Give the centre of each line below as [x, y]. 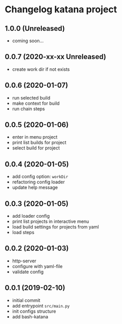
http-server [24, 261]
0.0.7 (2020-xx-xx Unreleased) [56, 57]
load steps [23, 233]
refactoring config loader [38, 182]
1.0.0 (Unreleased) [35, 28]
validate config [28, 272]
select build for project [36, 148]
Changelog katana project [61, 9]
